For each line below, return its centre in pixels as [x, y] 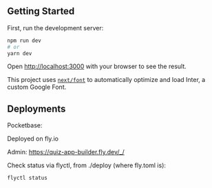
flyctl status [28, 178]
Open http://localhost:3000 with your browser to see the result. [97, 66]
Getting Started [41, 11]
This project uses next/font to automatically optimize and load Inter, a [106, 80]
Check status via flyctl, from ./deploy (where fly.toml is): [87, 165]
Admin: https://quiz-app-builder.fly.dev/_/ [66, 152]
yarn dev [20, 53]
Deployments [36, 108]
